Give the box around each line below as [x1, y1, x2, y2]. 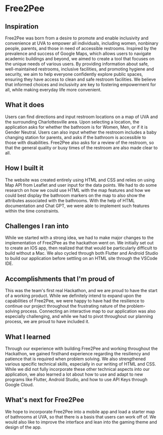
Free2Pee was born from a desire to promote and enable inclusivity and [5, 35, 149, 41]
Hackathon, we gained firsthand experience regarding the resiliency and [5, 351, 150, 357]
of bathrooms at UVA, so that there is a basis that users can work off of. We [5, 414, 157, 419]
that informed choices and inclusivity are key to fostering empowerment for [5, 82, 156, 87]
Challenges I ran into [5, 222, 69, 230]
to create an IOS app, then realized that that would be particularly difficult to [5, 245, 157, 251]
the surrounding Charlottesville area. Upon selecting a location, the [5, 119, 140, 124]
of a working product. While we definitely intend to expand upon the [5, 293, 142, 299]
